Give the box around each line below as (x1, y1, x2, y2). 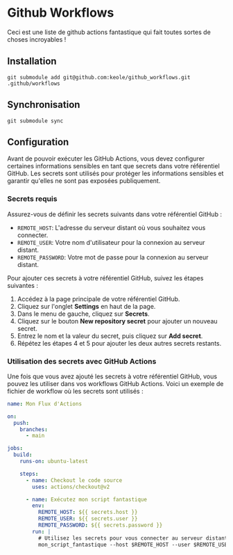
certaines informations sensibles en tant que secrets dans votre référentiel (7, 162, 220, 170)
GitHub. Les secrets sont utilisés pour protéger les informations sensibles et (7, 169, 224, 178)
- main (25, 433, 45, 440)
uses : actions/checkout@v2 (32, 483, 110, 490)
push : (13, 419, 30, 426)
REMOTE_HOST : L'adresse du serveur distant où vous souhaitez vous (17, 223, 206, 232)
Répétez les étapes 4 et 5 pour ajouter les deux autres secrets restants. (17, 339, 222, 347)
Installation (7, 56, 57, 67)
